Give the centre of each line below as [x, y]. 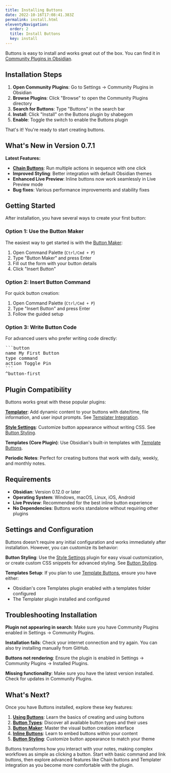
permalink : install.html [32, 19]
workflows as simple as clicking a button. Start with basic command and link [86, 754]
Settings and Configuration [49, 530]
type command [22, 358]
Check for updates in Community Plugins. [49, 679]
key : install [24, 39]
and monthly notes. [26, 463]
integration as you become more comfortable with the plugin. [70, 765]
